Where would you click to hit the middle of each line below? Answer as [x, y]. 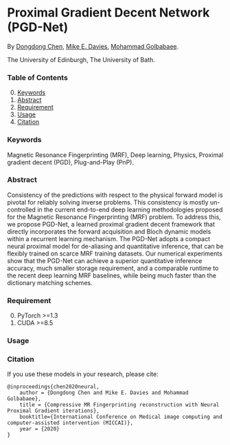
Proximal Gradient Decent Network [108, 13]
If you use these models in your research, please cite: [83, 374]
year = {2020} [39, 429]
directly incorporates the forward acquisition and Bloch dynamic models [109, 231]
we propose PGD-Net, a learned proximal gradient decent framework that [111, 224]
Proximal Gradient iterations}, [53, 411]
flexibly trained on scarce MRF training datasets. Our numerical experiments [115, 253]
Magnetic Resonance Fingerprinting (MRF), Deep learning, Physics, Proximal [115, 155]
